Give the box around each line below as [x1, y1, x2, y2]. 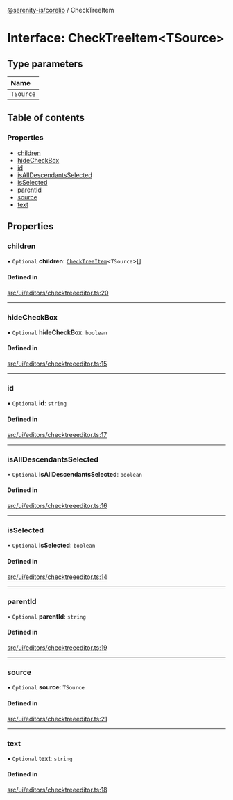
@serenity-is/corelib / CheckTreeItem [7, 6, 114, 14]
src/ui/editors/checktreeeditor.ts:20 [7, 288, 109, 297]
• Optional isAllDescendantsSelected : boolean [7, 470, 142, 478]
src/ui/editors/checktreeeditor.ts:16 [7, 502, 107, 510]
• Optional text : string [7, 754, 73, 762]
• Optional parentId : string [7, 612, 87, 621]
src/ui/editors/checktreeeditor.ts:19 [7, 644, 107, 652]
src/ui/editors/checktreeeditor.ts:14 [7, 573, 107, 581]
